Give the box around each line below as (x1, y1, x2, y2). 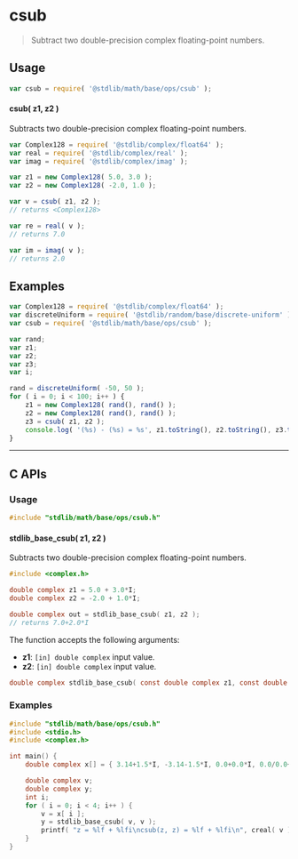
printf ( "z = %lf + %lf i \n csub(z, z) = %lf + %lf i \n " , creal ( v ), (41, 826, 295, 835)
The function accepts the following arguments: (9, 634, 180, 645)
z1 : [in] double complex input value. (21, 651, 155, 662)
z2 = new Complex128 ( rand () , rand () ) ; (25, 408, 176, 418)
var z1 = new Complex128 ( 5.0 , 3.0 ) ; (9, 173, 153, 182)
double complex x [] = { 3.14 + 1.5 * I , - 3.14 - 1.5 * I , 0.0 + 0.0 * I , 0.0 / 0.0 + (25, 760, 292, 769)
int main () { (9, 752, 58, 761)
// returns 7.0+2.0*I (9, 618, 90, 627)
